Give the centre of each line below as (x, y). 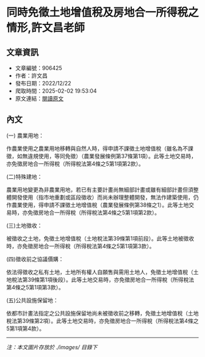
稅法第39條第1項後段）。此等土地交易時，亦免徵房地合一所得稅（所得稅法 (103, 279)
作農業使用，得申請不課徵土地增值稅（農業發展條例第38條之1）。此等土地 (98, 204)
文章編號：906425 (38, 68)
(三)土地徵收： (24, 225)
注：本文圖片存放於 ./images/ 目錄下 (52, 347)
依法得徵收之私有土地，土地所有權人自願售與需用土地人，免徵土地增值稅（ (100, 272)
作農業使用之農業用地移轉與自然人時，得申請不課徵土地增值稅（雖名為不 (97, 148)
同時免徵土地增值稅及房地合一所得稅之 (103, 13)
